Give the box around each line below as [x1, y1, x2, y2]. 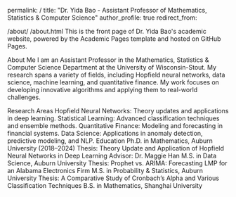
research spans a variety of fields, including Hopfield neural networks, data [7, 70, 225, 79]
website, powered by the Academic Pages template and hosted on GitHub [7, 34, 221, 43]
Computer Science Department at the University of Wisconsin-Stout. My [7, 63, 216, 71]
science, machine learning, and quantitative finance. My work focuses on [7, 78, 220, 87]
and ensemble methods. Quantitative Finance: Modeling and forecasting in [7, 122, 223, 129]
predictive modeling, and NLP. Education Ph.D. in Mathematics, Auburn [7, 136, 213, 145]
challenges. [7, 93, 41, 101]
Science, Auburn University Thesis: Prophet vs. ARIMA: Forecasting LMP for [7, 159, 228, 167]
